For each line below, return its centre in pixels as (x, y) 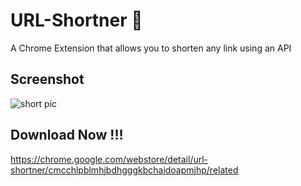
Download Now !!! (67, 135)
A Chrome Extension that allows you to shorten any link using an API (151, 48)
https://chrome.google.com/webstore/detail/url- (109, 159)
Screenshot (47, 79)
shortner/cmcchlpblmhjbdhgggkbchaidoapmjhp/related (124, 170)
